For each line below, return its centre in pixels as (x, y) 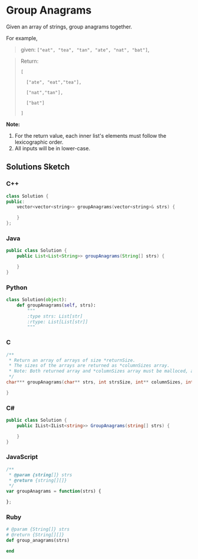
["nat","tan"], (45, 92)
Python (17, 287)
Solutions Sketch (38, 167)
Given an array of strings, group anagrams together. (69, 27)
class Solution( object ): (37, 300)
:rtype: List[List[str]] (58, 322)
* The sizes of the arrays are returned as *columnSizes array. (89, 366)
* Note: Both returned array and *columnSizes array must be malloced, (98, 371)
